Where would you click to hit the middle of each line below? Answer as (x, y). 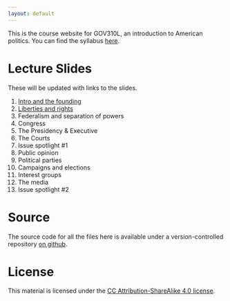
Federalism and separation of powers (71, 116)
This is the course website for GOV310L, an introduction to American (105, 33)
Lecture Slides (50, 68)
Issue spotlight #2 (44, 189)
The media (33, 182)
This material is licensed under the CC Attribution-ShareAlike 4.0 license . (112, 291)
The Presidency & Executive (58, 130)
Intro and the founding (49, 101)
